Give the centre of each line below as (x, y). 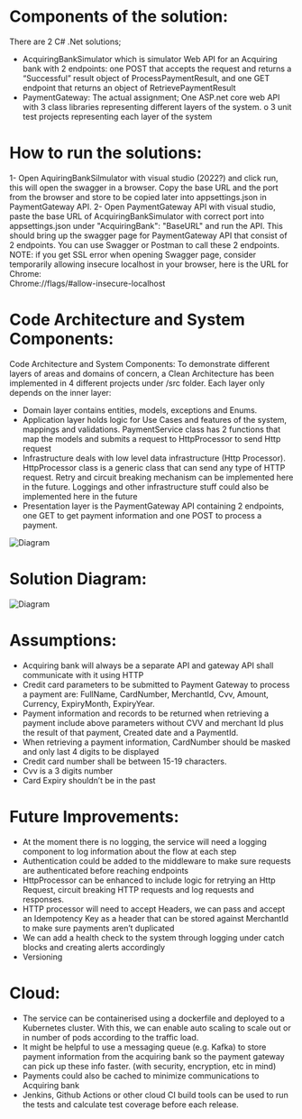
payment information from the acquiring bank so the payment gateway (154, 1056)
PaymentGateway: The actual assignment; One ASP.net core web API (151, 97)
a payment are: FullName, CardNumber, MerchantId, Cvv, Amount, (145, 694)
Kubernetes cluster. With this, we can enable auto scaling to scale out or (156, 1027)
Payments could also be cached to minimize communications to (141, 1076)
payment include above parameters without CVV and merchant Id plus (153, 722)
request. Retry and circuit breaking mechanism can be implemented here (158, 477)
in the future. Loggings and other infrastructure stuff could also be (145, 486)
